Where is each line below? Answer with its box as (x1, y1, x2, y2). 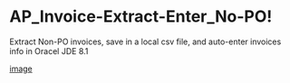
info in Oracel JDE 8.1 (9, 45, 89, 56)
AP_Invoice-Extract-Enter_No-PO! (9, 6, 273, 27)
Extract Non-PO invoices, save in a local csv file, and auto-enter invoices (9, 36, 282, 47)
